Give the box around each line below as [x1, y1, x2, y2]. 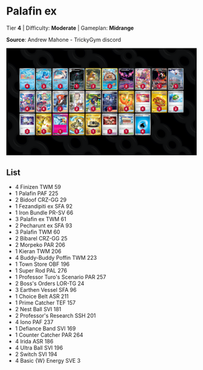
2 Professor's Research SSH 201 [14, 312, 96, 319]
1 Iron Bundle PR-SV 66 [14, 209, 74, 216]
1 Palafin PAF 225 [14, 190, 59, 197]
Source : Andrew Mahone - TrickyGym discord [6, 36, 121, 43]
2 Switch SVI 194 [14, 351, 57, 358]
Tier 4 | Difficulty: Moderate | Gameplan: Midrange [6, 24, 134, 31]
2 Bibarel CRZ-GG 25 [14, 235, 68, 242]
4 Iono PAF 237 [14, 319, 54, 326]
